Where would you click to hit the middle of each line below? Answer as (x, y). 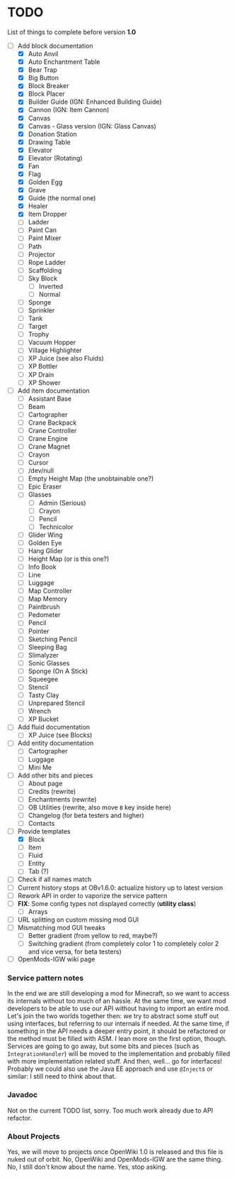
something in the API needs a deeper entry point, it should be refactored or (117, 1031)
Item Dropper (47, 214)
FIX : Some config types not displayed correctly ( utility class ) (107, 903)
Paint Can (42, 230)
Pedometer (44, 615)
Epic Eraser (45, 486)
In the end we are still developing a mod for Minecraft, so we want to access (118, 993)
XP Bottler (43, 366)
